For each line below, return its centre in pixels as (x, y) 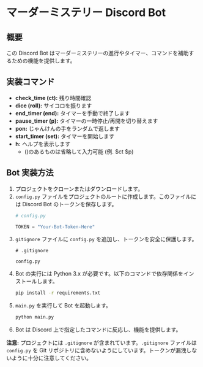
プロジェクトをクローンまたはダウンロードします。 (79, 188)
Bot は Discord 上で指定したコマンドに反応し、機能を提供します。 (98, 330)
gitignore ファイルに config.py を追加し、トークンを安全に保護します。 (106, 239)
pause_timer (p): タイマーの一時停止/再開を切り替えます (87, 121)
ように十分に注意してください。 (51, 358)
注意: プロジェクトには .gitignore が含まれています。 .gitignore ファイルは (102, 343)
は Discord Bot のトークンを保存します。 (66, 204)
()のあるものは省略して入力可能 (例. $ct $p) (79, 152)
